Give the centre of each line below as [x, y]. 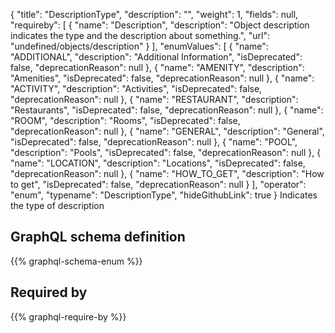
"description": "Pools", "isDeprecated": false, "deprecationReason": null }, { [166, 152]
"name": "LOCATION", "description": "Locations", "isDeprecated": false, [158, 163]
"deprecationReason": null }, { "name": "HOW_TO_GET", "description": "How [167, 173]
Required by [49, 292]
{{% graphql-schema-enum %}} [76, 261]
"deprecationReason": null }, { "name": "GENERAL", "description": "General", [167, 131]
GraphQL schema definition [98, 237]
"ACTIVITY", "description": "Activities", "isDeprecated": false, [136, 88]
